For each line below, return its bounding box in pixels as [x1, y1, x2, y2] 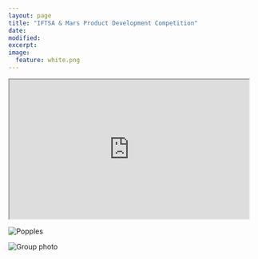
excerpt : [8, 41, 38, 49]
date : [8, 26, 26, 34]
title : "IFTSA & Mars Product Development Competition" [8, 19, 198, 27]
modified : [8, 33, 42, 42]
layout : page [8, 11, 52, 20]
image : [8, 49, 30, 57]
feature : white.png [15, 57, 81, 65]
